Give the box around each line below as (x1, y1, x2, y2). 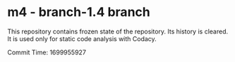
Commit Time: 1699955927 (7, 48, 87, 56)
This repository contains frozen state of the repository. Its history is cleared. (7, 27, 228, 36)
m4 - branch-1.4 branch (7, 4, 150, 20)
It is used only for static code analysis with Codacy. (7, 34, 157, 42)
